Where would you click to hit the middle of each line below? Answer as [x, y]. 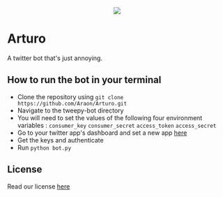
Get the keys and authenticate [60, 140]
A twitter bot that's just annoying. [55, 58]
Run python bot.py [44, 147]
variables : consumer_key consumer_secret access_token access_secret [117, 125]
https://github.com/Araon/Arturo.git [72, 103]
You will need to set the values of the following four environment [110, 117]
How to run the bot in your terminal [84, 80]
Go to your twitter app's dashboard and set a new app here [102, 133]
